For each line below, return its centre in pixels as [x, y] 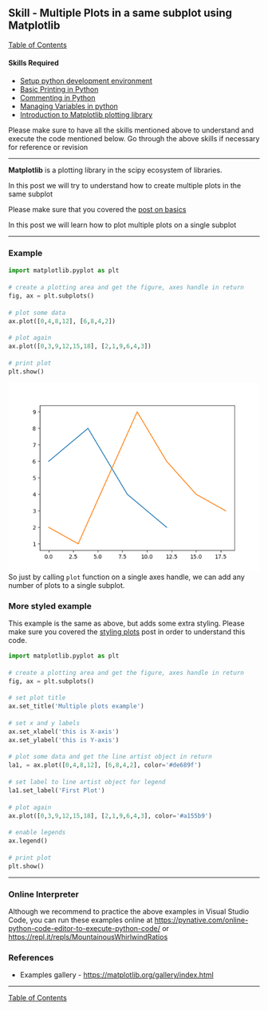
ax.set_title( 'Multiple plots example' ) [77, 706]
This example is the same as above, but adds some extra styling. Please [126, 623]
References [31, 957]
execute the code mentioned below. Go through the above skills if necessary [134, 139]
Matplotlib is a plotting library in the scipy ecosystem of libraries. [115, 170]
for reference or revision [48, 148]
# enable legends [37, 833]
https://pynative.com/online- [201, 920]
